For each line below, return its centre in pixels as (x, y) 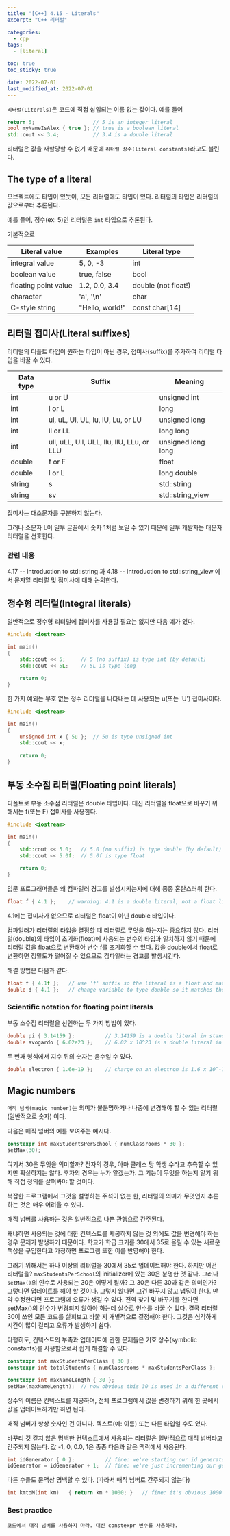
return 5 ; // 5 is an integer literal (90, 122)
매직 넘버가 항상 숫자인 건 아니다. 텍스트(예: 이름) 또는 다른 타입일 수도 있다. (107, 1423)
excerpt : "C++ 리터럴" (37, 20)
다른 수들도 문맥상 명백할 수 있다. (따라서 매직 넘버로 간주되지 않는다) (99, 1480)
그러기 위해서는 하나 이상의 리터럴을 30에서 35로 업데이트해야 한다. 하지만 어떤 (112, 1266)
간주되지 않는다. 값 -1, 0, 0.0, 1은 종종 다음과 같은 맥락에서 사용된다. (97, 1446)
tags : (15, 45)
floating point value (42, 285)
